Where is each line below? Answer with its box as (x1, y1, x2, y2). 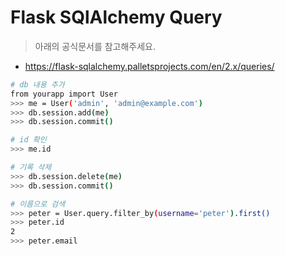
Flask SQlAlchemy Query (10, 6, 223, 29)
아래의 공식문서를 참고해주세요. (34, 40, 157, 52)
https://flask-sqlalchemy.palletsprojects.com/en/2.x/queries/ (24, 60, 275, 72)
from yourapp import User (10, 89, 118, 99)
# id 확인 (10, 135, 47, 145)
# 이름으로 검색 (10, 199, 66, 209)
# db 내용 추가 (10, 79, 65, 90)
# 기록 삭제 (10, 162, 52, 173)
